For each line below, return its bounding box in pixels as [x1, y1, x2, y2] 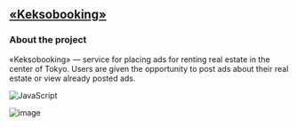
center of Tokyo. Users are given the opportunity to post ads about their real [9, 63, 289, 74]
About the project [9, 34, 87, 46]
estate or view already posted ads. [9, 73, 136, 83]
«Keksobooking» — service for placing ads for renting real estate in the [9, 53, 270, 65]
